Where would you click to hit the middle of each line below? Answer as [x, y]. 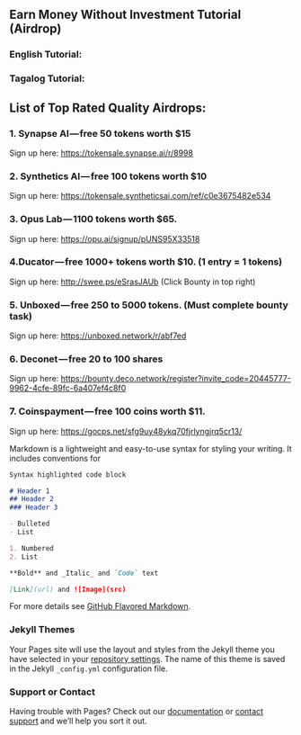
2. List [24, 557]
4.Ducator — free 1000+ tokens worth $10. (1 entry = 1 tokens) [146, 262]
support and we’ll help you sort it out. [78, 721]
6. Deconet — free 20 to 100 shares [86, 359]
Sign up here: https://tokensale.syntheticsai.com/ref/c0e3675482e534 [140, 196]
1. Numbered [31, 548]
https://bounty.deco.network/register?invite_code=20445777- [176, 379]
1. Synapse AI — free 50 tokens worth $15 [100, 133]
